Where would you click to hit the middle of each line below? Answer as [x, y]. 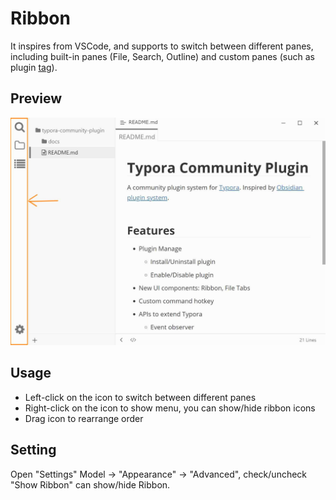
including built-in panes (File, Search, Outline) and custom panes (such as [162, 56]
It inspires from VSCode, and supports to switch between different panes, [162, 46]
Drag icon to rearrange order [84, 418]
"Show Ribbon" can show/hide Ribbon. [90, 484]
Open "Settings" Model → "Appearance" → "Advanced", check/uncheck [159, 474]
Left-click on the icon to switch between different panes [140, 397]
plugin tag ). [34, 67]
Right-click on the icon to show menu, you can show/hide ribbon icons [170, 408]
